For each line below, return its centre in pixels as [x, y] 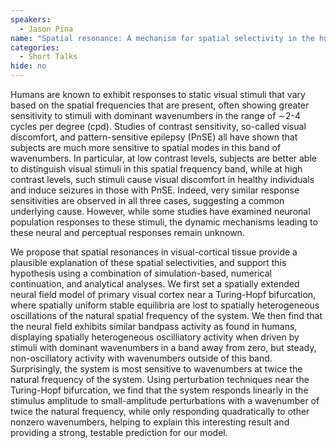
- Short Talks [48, 57]
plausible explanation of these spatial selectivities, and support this [148, 262]
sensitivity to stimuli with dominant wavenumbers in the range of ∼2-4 [156, 115]
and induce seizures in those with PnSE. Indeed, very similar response [155, 190]
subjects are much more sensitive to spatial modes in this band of [146, 147]
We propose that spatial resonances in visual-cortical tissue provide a [154, 252]
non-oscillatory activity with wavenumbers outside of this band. [141, 358]
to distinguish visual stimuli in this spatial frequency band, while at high [156, 169]
